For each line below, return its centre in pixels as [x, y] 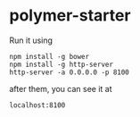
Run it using [31, 40]
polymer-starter [70, 16]
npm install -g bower [49, 56]
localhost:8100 [37, 105]
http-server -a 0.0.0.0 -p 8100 [69, 72]
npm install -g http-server [62, 64]
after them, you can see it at [61, 88]
